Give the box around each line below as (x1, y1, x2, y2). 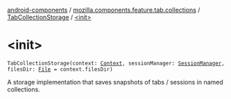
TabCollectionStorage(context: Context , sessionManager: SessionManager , (7, 60, 225, 67)
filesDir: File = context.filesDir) (7, 65, 113, 73)
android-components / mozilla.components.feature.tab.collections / (7, 6, 200, 14)
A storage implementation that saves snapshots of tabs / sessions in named (7, 78, 223, 86)
